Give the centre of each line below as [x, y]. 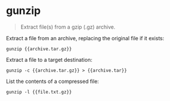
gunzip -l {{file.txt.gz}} [39, 92]
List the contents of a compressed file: [52, 81]
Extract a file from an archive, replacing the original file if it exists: [85, 38]
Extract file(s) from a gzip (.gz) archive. [68, 27]
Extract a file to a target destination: [49, 60]
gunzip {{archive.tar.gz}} [39, 49]
